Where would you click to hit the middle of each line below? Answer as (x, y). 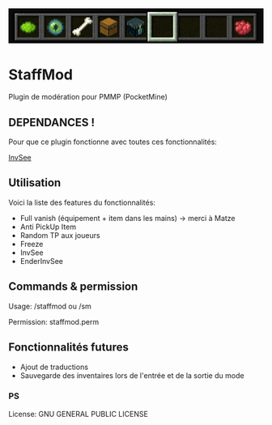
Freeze (32, 244)
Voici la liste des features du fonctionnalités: (82, 202)
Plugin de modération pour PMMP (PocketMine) (88, 97)
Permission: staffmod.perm (54, 321)
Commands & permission (73, 287)
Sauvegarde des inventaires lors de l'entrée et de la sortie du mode (132, 375)
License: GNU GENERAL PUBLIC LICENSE (78, 414)
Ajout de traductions (54, 367)
